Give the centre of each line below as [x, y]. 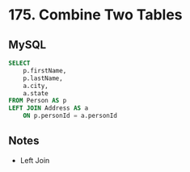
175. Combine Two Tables [96, 15]
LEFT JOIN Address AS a [49, 108]
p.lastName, [43, 78]
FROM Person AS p [38, 101]
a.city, [36, 86]
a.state [36, 93]
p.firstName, [45, 70]
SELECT [19, 63]
